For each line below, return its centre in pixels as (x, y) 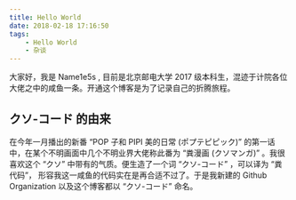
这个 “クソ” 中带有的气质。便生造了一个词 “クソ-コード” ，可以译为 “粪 (153, 164)
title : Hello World (45, 17)
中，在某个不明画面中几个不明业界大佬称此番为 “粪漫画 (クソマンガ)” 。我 (144, 153)
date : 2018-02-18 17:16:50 (59, 26)
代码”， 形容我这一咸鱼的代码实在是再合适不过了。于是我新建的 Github (138, 175)
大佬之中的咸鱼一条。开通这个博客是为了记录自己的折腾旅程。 (122, 88)
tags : (19, 34)
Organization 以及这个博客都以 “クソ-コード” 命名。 (104, 186)
